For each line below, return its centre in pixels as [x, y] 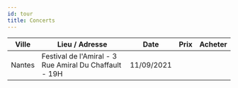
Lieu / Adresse [82, 44]
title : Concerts [31, 20]
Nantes [23, 65]
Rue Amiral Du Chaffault [81, 65]
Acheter [213, 44]
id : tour [20, 14]
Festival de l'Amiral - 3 [79, 56]
